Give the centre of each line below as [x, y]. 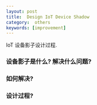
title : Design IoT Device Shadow [48, 17]
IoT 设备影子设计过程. [32, 45]
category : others [28, 22]
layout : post [22, 11]
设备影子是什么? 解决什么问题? [49, 62]
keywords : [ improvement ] [36, 28]
